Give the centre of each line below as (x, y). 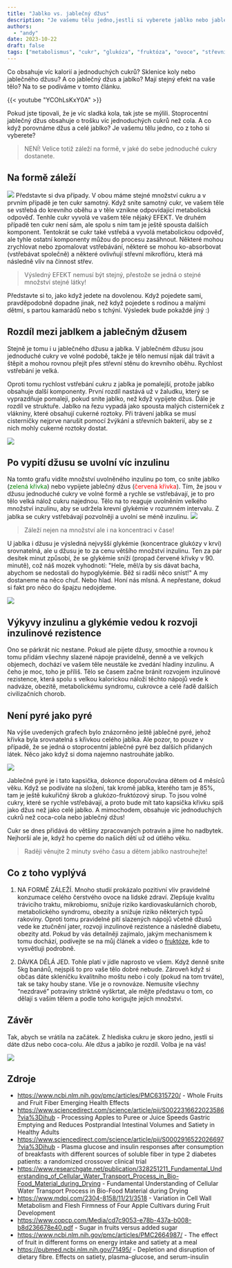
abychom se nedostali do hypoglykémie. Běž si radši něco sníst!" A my (108, 573)
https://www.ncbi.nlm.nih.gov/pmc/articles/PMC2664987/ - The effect (118, 1235)
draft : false (26, 46)
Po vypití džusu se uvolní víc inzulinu (88, 463)
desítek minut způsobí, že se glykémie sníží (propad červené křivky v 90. (111, 558)
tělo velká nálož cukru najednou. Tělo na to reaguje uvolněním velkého (107, 501)
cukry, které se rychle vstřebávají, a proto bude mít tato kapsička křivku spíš (116, 802)
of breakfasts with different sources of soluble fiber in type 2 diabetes (117, 1154)
